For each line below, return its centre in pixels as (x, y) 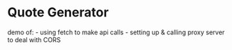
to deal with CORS (34, 39)
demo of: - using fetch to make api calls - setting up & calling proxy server (116, 32)
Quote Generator (58, 12)
